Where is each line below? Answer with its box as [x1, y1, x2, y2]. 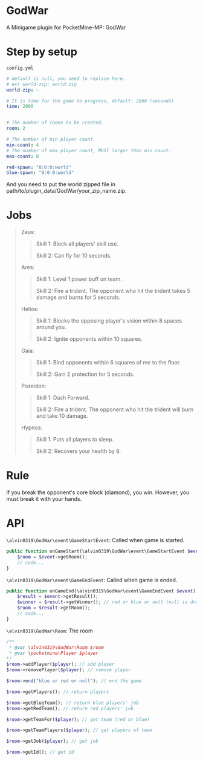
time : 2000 [6, 104, 34, 110]
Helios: [21, 306, 39, 313]
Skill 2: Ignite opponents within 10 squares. [36, 335, 143, 343]
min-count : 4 [6, 142, 39, 148]
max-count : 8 [6, 153, 39, 159]
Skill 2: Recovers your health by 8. [36, 448, 121, 455]
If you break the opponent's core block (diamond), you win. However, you [6, 489, 190, 496]
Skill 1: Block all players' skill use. [36, 240, 119, 247]
